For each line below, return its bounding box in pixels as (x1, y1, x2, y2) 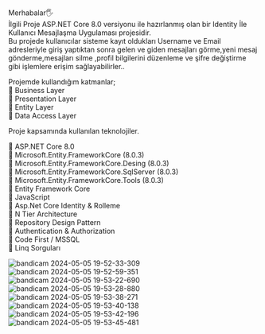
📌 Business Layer (8, 86, 65, 95)
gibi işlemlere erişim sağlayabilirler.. (8, 62, 125, 71)
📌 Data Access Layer (8, 111, 77, 120)
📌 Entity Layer (8, 103, 54, 111)
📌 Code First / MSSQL (8, 235, 80, 244)
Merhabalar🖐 (8, 8, 54, 17)
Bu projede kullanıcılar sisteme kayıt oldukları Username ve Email (8, 37, 221, 45)
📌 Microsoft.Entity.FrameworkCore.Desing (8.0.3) (8, 159, 170, 168)
